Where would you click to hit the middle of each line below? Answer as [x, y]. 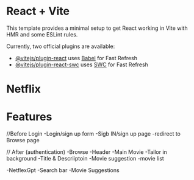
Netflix [23, 89]
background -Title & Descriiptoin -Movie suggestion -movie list [85, 159]
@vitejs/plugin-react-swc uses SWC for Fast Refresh [81, 64]
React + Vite [38, 11]
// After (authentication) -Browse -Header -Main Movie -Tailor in [87, 152]
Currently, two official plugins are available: [61, 46]
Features [29, 117]
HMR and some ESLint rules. [42, 34]
